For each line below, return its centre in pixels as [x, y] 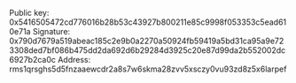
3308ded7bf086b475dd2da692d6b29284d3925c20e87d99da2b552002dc [148, 50]
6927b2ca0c [32, 60]
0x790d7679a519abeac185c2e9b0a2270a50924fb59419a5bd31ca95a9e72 [147, 41]
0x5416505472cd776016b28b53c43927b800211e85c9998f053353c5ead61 [148, 22]
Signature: [51, 31]
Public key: [29, 13]
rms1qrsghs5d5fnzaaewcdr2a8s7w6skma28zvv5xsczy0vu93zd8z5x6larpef [148, 69]
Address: [74, 60]
